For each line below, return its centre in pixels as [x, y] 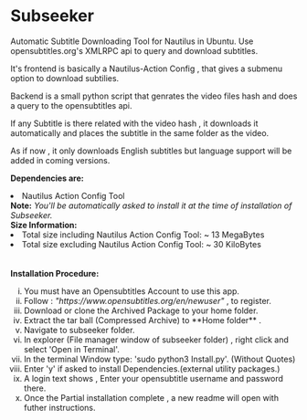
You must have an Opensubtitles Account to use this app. [132, 291]
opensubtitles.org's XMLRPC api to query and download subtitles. [134, 50]
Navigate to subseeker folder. [79, 330]
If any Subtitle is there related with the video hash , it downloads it [134, 123]
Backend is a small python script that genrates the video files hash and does [154, 96]
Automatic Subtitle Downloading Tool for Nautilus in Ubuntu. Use [132, 41]
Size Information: [44, 225]
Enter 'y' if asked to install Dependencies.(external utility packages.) [152, 368]
